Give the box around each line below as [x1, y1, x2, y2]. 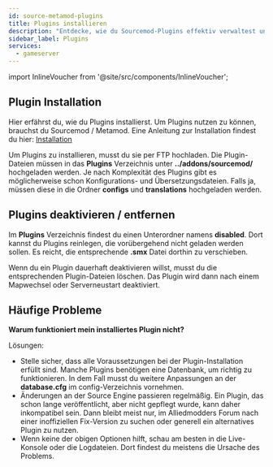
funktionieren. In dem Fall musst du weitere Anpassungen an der [19, 374, 237, 383]
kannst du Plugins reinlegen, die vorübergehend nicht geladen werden [8, 238, 244, 248]
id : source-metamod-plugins [8, 11, 104, 20]
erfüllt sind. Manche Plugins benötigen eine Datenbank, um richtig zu [19, 365, 252, 374]
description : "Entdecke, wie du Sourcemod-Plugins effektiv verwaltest [8, 27, 256, 35]
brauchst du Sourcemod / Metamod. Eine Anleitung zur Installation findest [8, 125, 257, 135]
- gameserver [15, 50, 60, 58]
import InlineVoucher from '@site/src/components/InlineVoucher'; [8, 72, 229, 81]
